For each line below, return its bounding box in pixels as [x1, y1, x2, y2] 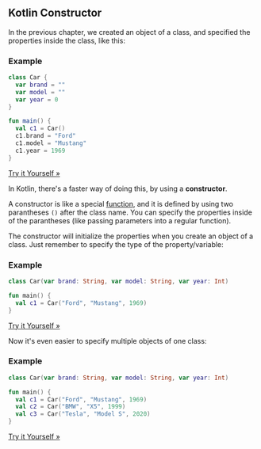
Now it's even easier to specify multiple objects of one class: [8, 336, 207, 345]
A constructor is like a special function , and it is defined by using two [8, 199, 234, 208]
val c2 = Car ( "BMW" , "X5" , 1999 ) [15, 403, 126, 411]
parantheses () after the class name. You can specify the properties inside [8, 207, 252, 217]
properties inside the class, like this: [8, 36, 125, 45]
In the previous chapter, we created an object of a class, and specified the [8, 27, 251, 36]
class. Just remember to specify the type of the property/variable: [8, 239, 224, 249]
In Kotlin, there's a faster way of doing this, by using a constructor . [8, 184, 228, 193]
